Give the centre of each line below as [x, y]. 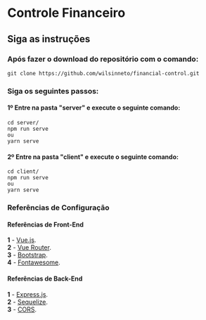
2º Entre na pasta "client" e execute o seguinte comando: [93, 157]
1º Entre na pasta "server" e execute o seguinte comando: [94, 108]
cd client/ [23, 172]
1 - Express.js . [27, 294]
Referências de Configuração [59, 207]
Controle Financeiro [66, 13]
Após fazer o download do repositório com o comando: [103, 59]
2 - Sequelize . [27, 302]
